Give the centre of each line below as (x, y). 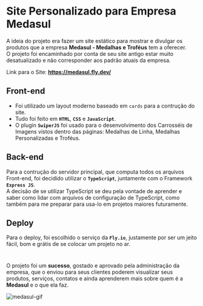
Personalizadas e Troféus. (48, 138)
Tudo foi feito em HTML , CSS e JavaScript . (65, 118)
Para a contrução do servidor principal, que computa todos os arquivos (95, 172)
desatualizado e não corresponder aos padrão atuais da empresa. (88, 60)
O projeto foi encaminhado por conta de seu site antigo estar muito (90, 53)
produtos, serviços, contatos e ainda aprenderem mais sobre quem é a (95, 278)
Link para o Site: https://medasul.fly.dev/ (59, 72)
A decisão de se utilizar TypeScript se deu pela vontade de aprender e (94, 191)
